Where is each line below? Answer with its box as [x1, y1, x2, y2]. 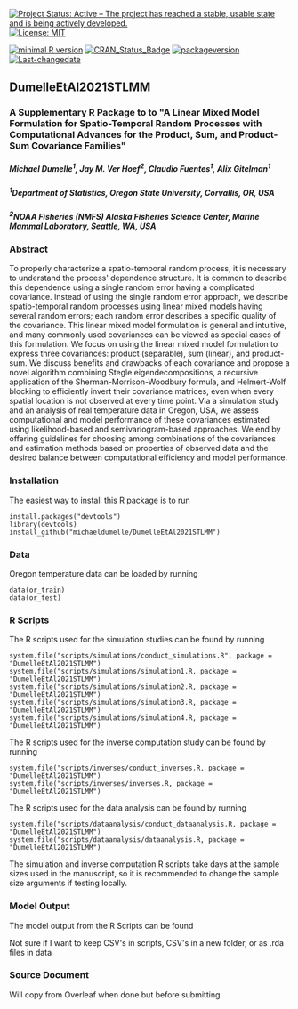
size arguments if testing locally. [9, 877, 127, 889]
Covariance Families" [30, 140, 126, 152]
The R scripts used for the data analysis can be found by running [9, 803, 247, 813]
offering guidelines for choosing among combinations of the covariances [9, 433, 276, 444]
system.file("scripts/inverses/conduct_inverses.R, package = [9, 763, 245, 773]
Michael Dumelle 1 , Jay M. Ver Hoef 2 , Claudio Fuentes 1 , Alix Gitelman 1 [9, 161, 271, 174]
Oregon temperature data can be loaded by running [9, 568, 198, 578]
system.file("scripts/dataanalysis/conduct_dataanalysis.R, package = [9, 819, 277, 829]
